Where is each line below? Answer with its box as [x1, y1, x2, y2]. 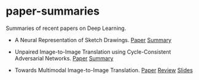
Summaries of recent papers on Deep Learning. [6, 24, 127, 32]
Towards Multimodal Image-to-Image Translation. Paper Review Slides [14, 66, 193, 74]
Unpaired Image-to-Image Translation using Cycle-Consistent [14, 48, 171, 56]
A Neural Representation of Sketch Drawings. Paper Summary [14, 36, 172, 43]
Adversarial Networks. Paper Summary [14, 54, 114, 62]
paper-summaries [6, 4, 99, 18]
